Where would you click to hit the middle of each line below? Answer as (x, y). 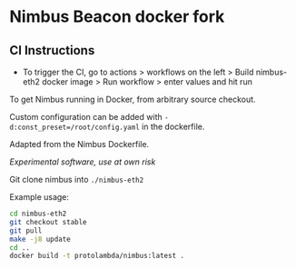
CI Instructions (52, 50)
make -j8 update (40, 239)
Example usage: (39, 197)
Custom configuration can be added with (86, 117)
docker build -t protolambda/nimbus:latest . (97, 256)
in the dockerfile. (173, 126)
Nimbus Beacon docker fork (117, 17)
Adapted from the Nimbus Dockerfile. (79, 144)
